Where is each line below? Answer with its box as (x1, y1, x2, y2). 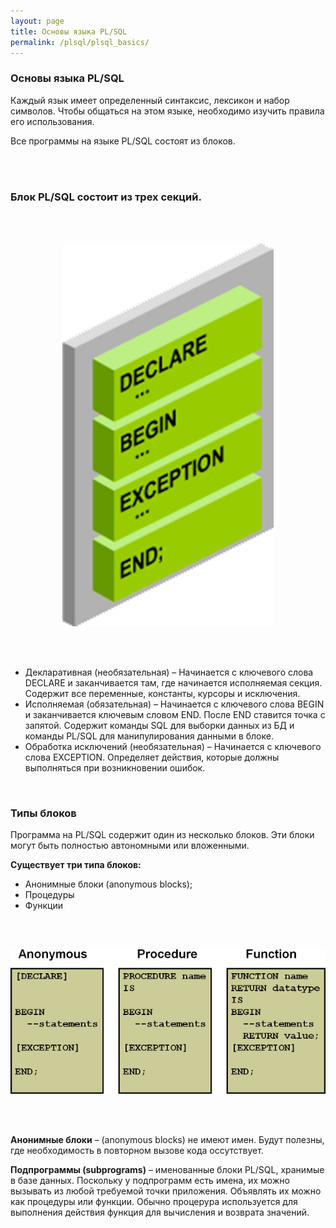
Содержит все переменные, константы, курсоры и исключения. (24, 687, 301, 699)
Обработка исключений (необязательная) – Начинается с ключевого (24, 740, 322, 752)
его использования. (10, 115, 95, 127)
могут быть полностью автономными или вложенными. (10, 840, 250, 852)
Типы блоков (10, 806, 77, 820)
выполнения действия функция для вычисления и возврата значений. (10, 1206, 310, 1218)
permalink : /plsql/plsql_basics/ (10, 37, 150, 47)
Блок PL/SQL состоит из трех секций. (10, 190, 202, 204)
